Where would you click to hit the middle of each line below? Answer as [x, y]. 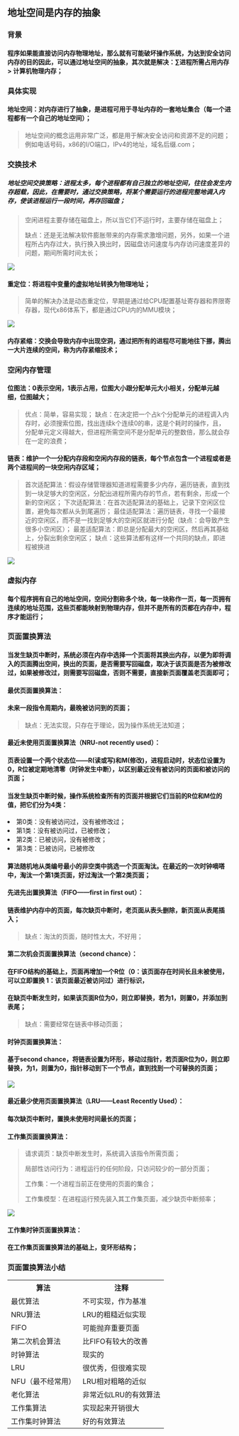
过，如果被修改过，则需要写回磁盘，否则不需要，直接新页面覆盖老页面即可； [119, 673]
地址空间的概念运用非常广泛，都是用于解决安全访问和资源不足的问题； [127, 136]
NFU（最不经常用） [43, 1381]
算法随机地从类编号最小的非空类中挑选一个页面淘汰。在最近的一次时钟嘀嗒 [116, 866]
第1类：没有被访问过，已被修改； [64, 830]
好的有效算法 [104, 1421]
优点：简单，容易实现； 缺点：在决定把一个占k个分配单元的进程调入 [124, 414]
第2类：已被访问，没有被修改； [62, 840]
